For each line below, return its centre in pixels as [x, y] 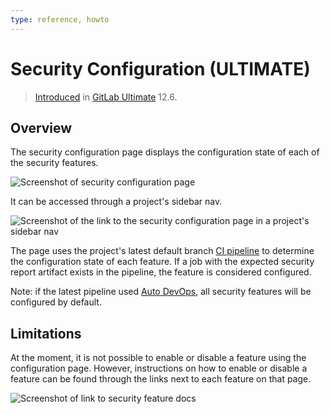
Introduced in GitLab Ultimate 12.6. [106, 97]
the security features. [54, 163]
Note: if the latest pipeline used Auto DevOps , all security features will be [161, 292]
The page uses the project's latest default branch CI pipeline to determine [162, 251]
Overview [41, 127]
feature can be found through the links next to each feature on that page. [161, 379]
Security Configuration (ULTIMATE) [160, 68]
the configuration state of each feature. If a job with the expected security [162, 262]
